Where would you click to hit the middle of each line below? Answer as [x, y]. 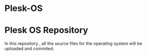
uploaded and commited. [29, 49]
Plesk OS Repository [46, 30]
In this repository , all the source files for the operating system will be [73, 44]
